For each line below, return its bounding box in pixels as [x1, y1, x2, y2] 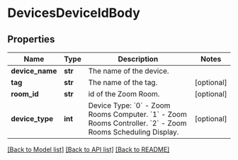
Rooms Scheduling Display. [88, 127, 179, 137]
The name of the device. [88, 66, 169, 76]
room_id [11, 89, 39, 98]
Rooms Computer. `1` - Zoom [88, 110, 188, 119]
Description [118, 55, 159, 64]
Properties [7, 33, 55, 45]
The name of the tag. [88, 78, 158, 87]
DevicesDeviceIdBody [7, 5, 140, 21]
